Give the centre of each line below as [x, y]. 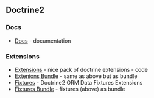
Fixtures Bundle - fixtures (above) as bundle [70, 89]
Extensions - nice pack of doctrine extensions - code [81, 69]
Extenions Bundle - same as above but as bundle [76, 76]
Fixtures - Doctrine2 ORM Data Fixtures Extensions [79, 82]
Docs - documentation [43, 40]
